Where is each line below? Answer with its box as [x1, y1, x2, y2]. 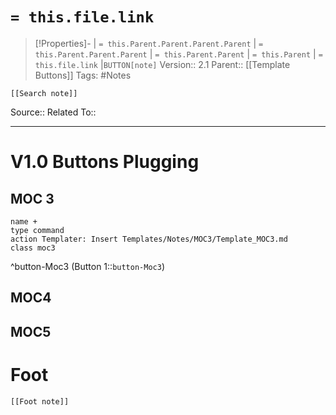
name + [10, 216, 38, 227]
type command [10, 225, 65, 235]
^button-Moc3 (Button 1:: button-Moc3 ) [10, 260, 165, 272]
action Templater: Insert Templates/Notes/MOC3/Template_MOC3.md [10, 234, 288, 244]
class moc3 [10, 243, 56, 253]
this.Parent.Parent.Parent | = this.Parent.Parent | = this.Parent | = [34, 48, 323, 60]
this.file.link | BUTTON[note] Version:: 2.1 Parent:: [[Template [34, 58, 291, 70]
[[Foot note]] [10, 396, 70, 407]
